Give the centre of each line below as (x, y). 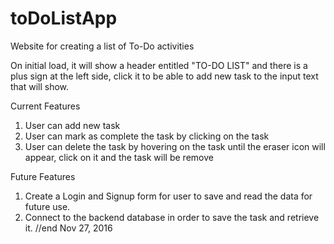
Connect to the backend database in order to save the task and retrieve (172, 217)
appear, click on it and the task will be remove (119, 157)
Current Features (45, 106)
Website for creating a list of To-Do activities (102, 46)
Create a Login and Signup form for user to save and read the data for (168, 196)
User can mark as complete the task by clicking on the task (147, 136)
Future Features (43, 176)
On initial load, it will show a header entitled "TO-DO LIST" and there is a (159, 65)
